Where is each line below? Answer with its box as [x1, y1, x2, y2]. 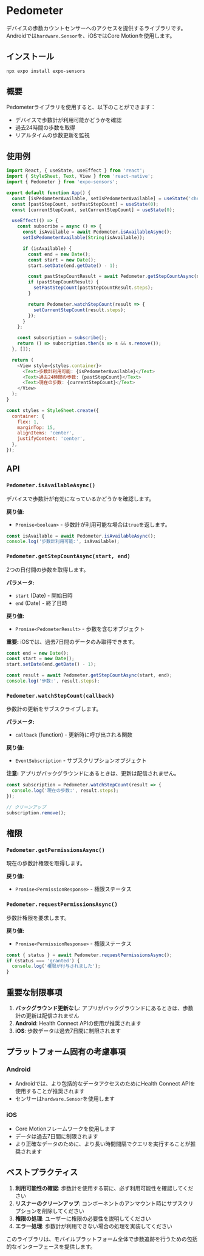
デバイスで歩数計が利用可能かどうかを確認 [15, 116, 122, 124]
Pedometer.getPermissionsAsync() [6, 846, 105, 853]
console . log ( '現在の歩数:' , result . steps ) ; [12, 788, 119, 794]
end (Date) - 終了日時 [15, 599, 68, 607]
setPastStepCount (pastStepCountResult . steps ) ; [33, 285, 154, 291]
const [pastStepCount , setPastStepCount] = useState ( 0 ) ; [12, 201, 159, 207]
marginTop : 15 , [17, 424, 56, 431]
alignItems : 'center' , [17, 430, 75, 436]
